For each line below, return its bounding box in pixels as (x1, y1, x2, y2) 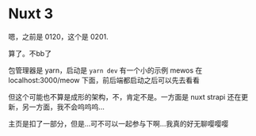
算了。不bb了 (8, 48, 52, 58)
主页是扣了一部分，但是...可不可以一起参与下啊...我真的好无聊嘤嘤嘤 (8, 119, 229, 128)
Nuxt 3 (8, 5, 54, 23)
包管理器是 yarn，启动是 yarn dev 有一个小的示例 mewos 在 (8, 65, 203, 75)
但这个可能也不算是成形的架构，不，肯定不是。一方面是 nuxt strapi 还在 (8, 92, 242, 101)
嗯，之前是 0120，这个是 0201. (8, 32, 109, 41)
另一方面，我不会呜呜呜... (21, 102, 105, 111)
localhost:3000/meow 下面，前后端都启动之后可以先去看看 (8, 75, 200, 85)
